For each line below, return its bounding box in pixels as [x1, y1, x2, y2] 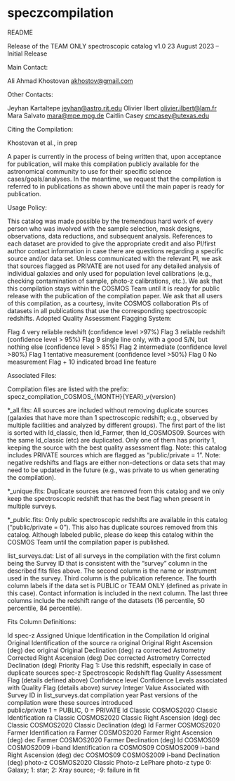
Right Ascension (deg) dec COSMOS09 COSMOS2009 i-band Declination [7, 751, 220, 759]
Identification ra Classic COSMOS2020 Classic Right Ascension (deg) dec [7, 713, 221, 722]
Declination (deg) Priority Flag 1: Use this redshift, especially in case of [7, 661, 212, 669]
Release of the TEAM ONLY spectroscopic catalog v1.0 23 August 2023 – [7, 42, 220, 50]
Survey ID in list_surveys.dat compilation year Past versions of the [7, 691, 198, 699]
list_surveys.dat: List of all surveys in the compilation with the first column [7, 551, 221, 560]
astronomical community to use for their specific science [7, 167, 172, 175]
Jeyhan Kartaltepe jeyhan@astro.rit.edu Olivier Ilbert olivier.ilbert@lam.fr [7, 103, 217, 112]
